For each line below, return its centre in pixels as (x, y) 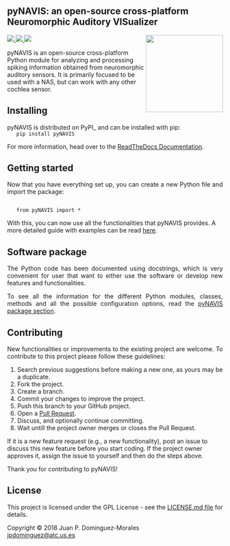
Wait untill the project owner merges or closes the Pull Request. (106, 428)
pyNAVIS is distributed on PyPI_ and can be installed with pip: (94, 127)
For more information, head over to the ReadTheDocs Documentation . (105, 146)
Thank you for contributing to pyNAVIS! (62, 469)
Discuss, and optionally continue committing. (80, 420)
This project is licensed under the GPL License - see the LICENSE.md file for (115, 507)
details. (17, 514)
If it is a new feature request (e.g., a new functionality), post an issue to (107, 441)
